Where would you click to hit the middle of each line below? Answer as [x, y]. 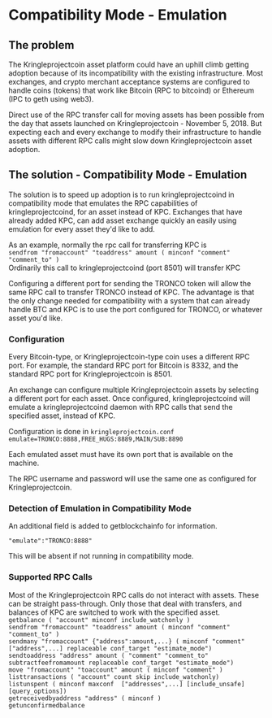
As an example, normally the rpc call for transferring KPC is [108, 245]
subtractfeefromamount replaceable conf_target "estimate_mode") [121, 663]
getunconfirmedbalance [47, 705]
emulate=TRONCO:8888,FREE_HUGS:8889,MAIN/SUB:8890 [96, 440]
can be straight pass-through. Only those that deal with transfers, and [125, 603]
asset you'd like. [36, 318]
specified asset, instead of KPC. [62, 416]
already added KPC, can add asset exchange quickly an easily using [123, 220]
